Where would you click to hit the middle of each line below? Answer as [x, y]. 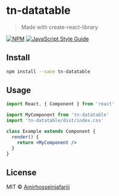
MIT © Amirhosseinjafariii [38, 187]
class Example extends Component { [51, 132]
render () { [25, 137]
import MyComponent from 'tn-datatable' [58, 115]
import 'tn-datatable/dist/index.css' [55, 121]
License [21, 172]
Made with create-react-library [59, 27]
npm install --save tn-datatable [48, 72]
